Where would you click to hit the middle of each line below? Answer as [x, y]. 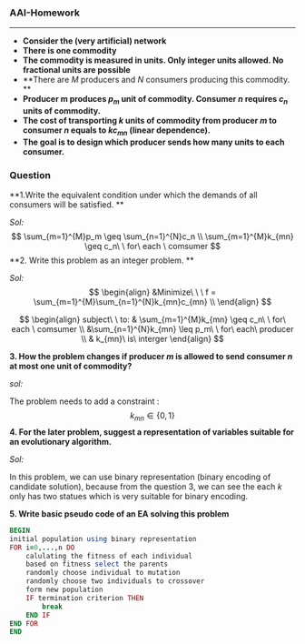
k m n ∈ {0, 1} [152, 417]
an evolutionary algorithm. [60, 441]
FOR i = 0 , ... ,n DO [42, 548]
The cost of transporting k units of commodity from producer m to [149, 121]
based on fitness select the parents [97, 564]
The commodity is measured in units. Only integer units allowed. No [153, 60]
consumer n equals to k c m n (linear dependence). [116, 131]
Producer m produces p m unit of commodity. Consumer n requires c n [155, 100]
